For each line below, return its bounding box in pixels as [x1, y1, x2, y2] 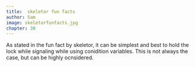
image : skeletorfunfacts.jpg [6, 20, 78, 25]
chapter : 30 [6, 25, 36, 31]
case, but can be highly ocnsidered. [6, 54, 94, 61]
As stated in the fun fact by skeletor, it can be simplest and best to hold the [6, 42, 189, 49]
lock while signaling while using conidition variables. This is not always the [6, 48, 188, 55]
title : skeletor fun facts [6, 8, 76, 15]
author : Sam [6, 14, 36, 20]
